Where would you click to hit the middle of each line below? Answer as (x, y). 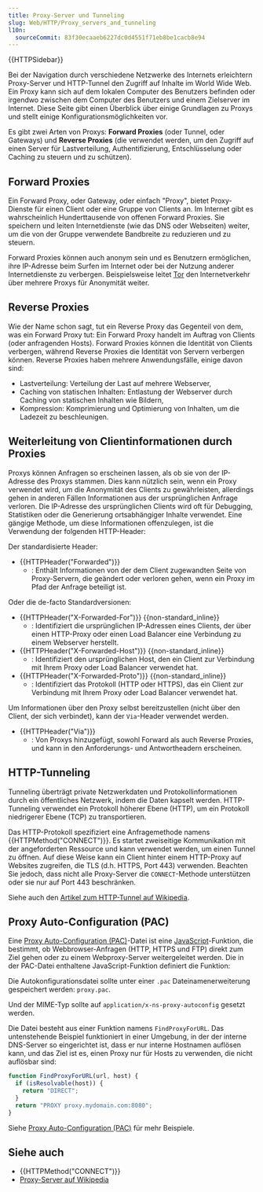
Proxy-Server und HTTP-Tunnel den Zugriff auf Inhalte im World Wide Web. (130, 83)
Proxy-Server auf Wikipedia (64, 1179)
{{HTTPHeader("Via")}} (57, 731)
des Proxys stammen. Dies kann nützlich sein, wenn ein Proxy (137, 481)
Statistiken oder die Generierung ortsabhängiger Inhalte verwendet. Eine (125, 514)
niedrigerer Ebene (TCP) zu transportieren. (77, 817)
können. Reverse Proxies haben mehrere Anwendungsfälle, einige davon (126, 359)
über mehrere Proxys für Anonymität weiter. (79, 283)
